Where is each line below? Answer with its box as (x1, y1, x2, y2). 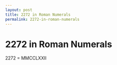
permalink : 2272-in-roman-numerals (5, 17, 80, 22)
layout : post (5, 7, 33, 13)
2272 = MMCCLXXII (5, 55, 47, 61)
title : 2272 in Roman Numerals (5, 12, 71, 17)
